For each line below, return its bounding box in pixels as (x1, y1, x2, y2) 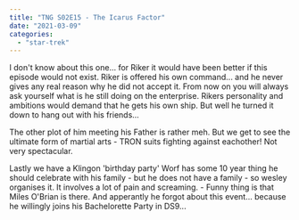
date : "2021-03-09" (9, 21, 82, 30)
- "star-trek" (17, 37, 70, 47)
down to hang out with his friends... (9, 110, 140, 120)
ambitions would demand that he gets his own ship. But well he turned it (9, 100, 274, 111)
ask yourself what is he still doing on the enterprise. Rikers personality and (9, 91, 284, 102)
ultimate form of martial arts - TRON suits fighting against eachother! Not (9, 136, 278, 147)
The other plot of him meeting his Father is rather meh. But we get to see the (9, 126, 291, 138)
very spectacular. (9, 146, 73, 157)
